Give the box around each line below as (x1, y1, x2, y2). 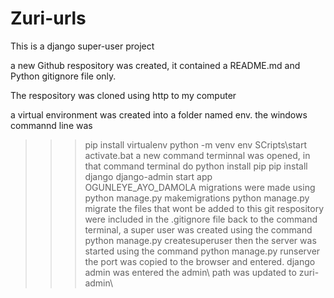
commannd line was (10, 119, 93, 131)
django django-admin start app (84, 170, 213, 182)
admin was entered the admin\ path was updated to (84, 266, 297, 278)
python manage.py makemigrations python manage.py (84, 192, 310, 204)
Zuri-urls (10, 7, 87, 30)
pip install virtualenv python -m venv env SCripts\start (84, 138, 307, 151)
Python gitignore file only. (10, 70, 117, 82)
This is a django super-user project (10, 40, 155, 52)
